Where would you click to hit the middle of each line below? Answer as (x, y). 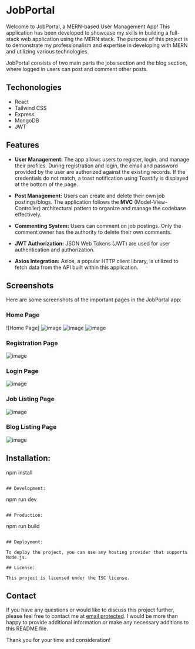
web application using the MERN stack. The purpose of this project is (104, 39)
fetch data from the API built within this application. (77, 267)
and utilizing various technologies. (48, 51)
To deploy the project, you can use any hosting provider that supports (97, 552)
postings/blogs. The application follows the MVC (74, 202)
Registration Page (32, 343)
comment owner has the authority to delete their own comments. (93, 232)
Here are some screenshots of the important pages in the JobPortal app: (94, 300)
